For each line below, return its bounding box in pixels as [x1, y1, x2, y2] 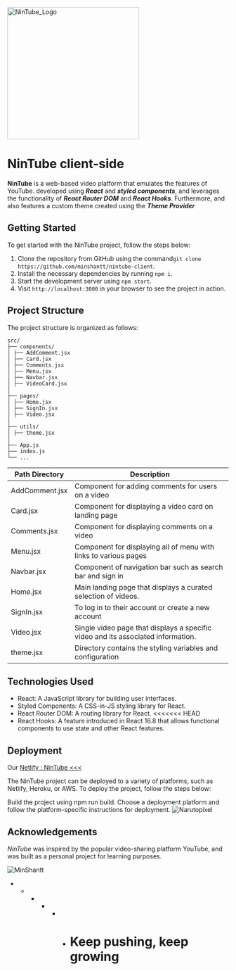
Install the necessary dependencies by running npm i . [17, 269, 173, 277]
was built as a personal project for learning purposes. [7, 852, 162, 861]
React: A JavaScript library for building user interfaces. [17, 694, 177, 703]
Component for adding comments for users [74, 481, 218, 491]
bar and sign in [74, 571, 124, 580]
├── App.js [7, 441, 39, 449]
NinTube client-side [7, 156, 124, 172]
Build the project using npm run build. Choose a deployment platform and [7, 798, 220, 806]
